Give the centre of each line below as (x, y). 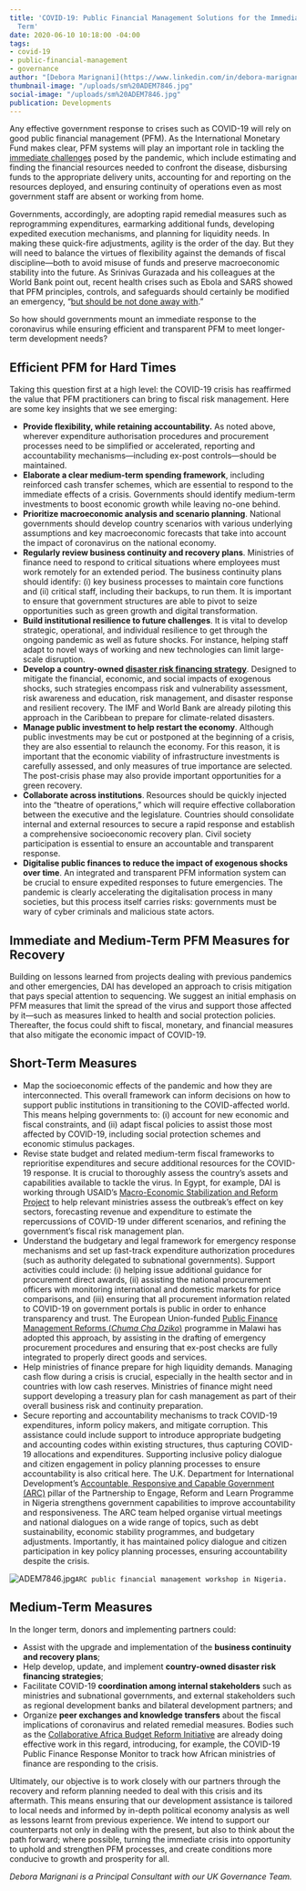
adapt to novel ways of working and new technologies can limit (141, 650)
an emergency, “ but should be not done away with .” (107, 301)
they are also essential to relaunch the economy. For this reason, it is (151, 747)
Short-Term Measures (73, 1063)
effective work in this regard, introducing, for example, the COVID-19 (151, 1744)
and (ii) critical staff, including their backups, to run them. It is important (157, 592)
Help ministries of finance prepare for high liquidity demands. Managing (158, 1367)
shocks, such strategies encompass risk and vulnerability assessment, (155, 688)
